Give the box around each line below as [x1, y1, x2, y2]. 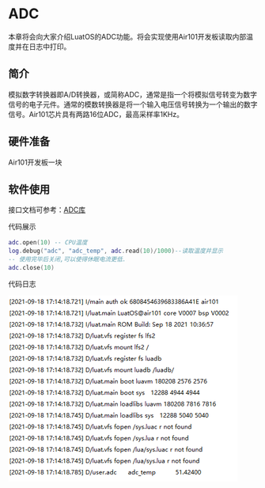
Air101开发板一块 [8, 157, 62, 167]
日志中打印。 [28, 41, 71, 51]
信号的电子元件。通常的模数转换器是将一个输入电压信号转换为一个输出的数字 [8, 100, 258, 109]
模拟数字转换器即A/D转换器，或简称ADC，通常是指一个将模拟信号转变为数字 [8, 89, 258, 99]
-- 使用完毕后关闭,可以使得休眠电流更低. [8, 255, 127, 263]
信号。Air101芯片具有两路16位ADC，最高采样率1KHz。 [8, 109, 184, 119]
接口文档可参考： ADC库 [8, 205, 85, 214]
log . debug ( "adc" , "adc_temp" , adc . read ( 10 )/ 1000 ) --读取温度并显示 [8, 247, 224, 255]
